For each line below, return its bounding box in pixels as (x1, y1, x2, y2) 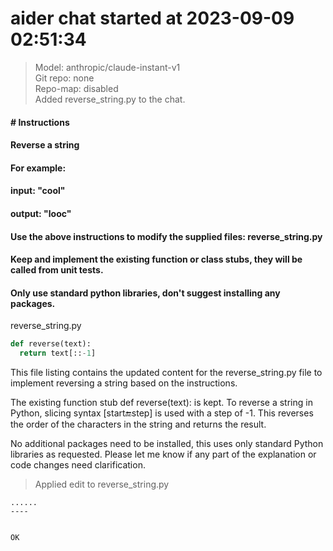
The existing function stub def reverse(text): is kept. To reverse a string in (10, 397, 313, 409)
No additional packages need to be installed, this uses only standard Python (10, 438, 324, 450)
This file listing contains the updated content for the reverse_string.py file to (10, 367, 323, 379)
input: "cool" (10, 185, 66, 197)
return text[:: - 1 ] (19, 348, 97, 359)
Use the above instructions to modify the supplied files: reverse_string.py (10, 230, 323, 242)
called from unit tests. (10, 264, 104, 276)
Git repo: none (34, 72, 95, 84)
